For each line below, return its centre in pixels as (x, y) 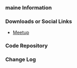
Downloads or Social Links (39, 21)
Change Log (21, 59)
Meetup (21, 33)
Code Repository (27, 46)
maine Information (29, 8)
